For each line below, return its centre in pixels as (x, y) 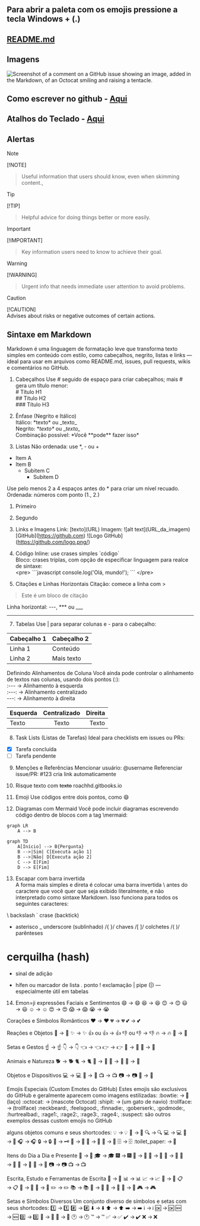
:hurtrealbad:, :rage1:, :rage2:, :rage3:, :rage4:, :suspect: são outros (89, 1114)
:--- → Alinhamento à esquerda (45, 686)
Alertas (21, 139)
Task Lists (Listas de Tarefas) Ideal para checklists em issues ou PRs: (100, 738)
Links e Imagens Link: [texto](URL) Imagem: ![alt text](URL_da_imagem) (103, 529)
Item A (23, 458)
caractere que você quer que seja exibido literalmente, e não (90, 891)
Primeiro (26, 506)
